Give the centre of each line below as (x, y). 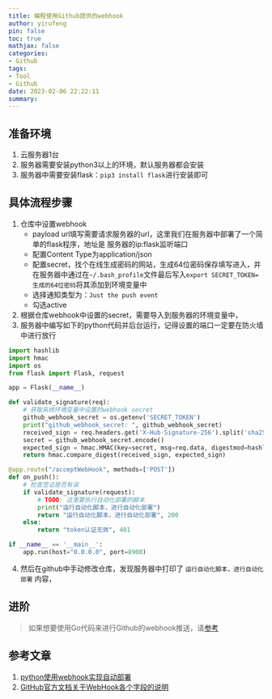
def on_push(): (34, 477)
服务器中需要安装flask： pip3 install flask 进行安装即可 (114, 175)
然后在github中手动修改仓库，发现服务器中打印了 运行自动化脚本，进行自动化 (142, 569)
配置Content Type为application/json (92, 254)
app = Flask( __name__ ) (47, 388)
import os (25, 365)
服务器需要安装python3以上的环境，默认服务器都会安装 (112, 165)
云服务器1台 (39, 155)
